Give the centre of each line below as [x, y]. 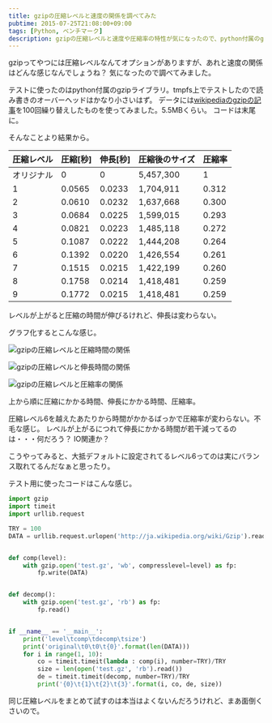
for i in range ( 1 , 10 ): [63, 654]
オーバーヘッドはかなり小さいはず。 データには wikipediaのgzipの [145, 100]
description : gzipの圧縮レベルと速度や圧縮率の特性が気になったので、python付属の [134, 39]
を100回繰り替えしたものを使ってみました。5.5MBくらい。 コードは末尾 [136, 110]
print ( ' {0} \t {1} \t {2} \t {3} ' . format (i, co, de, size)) [130, 684]
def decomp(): [32, 595]
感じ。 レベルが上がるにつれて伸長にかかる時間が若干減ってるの [130, 429]
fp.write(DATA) [63, 573]
